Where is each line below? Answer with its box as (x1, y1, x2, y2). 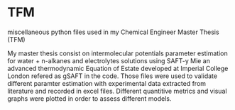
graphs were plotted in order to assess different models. (7, 94, 172, 103)
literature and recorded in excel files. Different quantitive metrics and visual (7, 87, 227, 95)
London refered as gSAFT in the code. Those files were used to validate (7, 72, 218, 80)
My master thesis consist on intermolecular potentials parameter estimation (7, 49, 229, 57)
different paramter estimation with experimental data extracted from (7, 79, 207, 87)
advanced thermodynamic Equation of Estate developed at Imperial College (7, 64, 229, 72)
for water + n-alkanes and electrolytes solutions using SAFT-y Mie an (7, 56, 211, 65)
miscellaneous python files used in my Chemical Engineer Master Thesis (7, 28, 219, 36)
